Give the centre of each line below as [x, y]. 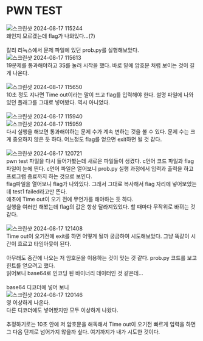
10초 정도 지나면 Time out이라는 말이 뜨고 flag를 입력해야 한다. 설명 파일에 [94, 95]
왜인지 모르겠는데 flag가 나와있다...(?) [51, 36]
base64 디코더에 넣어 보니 [38, 287]
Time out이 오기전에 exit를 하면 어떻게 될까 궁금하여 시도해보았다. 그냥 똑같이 [98, 236]
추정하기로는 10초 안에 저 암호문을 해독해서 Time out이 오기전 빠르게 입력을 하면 [101, 324]
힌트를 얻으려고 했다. [31, 265]
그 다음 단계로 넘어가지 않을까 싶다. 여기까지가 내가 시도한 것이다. [83, 332]
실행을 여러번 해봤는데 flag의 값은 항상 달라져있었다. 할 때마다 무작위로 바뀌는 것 [101, 206]
